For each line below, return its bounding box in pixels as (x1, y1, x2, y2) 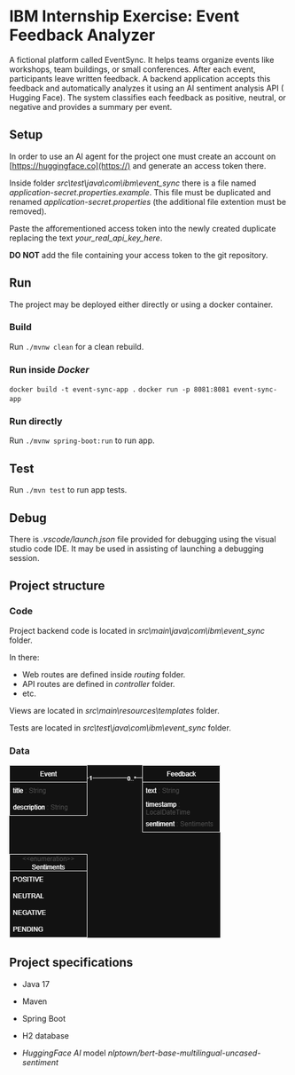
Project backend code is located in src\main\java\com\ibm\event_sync (9, 625, 266, 636)
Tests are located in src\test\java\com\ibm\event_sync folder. (9, 722, 232, 733)
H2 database (21, 1030, 69, 1040)
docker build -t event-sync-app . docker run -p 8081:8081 (9, 385, 230, 394)
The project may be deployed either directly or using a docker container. (9, 299, 274, 310)
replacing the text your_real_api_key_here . (9, 233, 163, 243)
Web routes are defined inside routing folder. (21, 668, 186, 680)
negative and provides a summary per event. (9, 101, 173, 112)
